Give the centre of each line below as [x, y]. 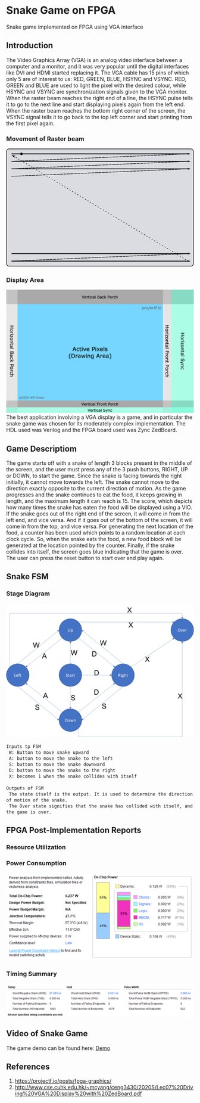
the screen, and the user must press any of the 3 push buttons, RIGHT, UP [97, 470]
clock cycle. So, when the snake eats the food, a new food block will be [94, 539]
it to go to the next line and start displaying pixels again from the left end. [96, 104]
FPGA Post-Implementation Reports [74, 830]
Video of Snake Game [47, 1034]
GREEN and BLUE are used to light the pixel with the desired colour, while [96, 85]
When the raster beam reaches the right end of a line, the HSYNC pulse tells [100, 98]
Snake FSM [27, 577]
